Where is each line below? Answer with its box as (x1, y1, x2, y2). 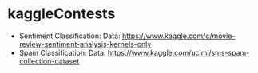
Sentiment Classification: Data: (18, 31, 121, 40)
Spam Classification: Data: (18, 48, 106, 57)
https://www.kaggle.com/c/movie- (121, 31, 236, 40)
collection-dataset (18, 56, 80, 66)
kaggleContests (7, 5, 116, 23)
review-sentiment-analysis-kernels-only (18, 39, 152, 48)
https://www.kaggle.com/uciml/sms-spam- (107, 48, 250, 57)
